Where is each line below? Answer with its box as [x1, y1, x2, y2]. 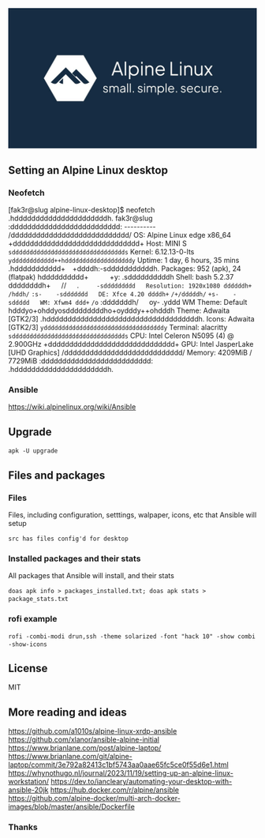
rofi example [8, 614, 58, 625]
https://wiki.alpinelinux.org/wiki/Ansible [8, 402, 136, 411]
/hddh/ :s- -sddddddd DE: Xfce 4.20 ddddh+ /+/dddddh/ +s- [8, 291, 219, 299]
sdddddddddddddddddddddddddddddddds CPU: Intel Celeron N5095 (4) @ [8, 331, 234, 340]
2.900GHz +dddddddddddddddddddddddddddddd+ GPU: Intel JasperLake [8, 340, 254, 349]
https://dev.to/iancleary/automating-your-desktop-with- [50, 777, 233, 787]
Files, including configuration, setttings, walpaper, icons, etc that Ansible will [8, 509, 257, 520]
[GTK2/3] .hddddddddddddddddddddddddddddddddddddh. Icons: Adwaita [8, 314, 255, 324]
